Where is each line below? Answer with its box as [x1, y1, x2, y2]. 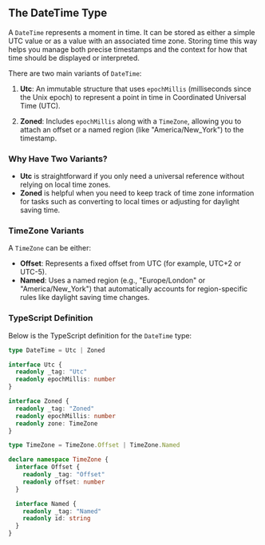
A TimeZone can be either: [8, 243, 92, 253]
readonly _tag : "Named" [22, 507, 102, 515]
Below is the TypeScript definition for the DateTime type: [8, 330, 192, 340]
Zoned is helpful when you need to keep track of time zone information [19, 188, 255, 198]
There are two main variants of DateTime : [8, 68, 142, 78]
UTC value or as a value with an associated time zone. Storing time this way [8, 36, 258, 45]
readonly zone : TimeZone [15, 419, 98, 428]
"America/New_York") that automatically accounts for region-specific [19, 284, 248, 294]
